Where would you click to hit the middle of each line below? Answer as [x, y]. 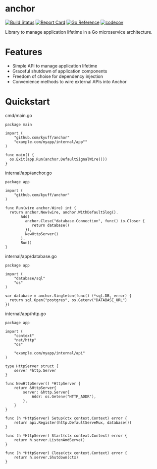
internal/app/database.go [31, 256]
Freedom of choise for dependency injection [57, 76]
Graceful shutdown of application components [60, 71]
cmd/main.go [19, 115]
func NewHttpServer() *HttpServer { [43, 383]
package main [19, 125]
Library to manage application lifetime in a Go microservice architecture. [79, 32]
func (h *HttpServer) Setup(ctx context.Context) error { [66, 418]
